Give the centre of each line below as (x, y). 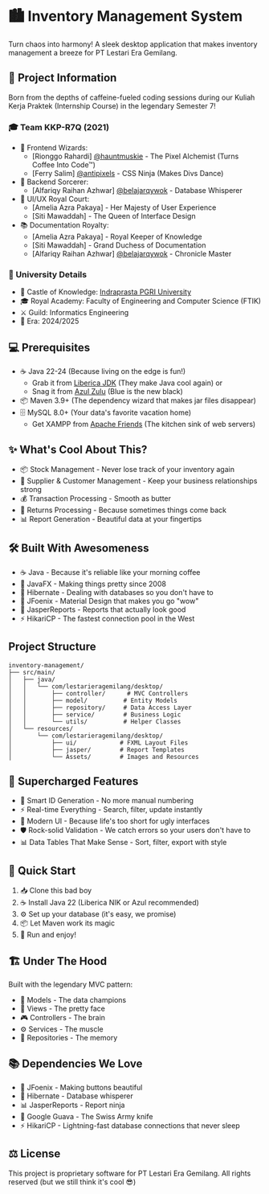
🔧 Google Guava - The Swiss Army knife (86, 1116)
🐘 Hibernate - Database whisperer (77, 1096)
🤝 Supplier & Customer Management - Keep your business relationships (139, 481)
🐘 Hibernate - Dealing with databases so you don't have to (117, 592)
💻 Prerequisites (49, 347)
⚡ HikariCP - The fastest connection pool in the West (107, 618)
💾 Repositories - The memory (69, 1038)
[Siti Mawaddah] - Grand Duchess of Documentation (119, 245)
